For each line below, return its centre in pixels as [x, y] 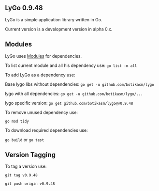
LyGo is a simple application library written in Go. [54, 19]
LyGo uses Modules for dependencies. [43, 56]
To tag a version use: [26, 166]
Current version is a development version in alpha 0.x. [59, 29]
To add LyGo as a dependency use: [40, 75]
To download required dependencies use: [46, 130]
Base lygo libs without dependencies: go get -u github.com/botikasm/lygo [80, 84]
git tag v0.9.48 [21, 175]
